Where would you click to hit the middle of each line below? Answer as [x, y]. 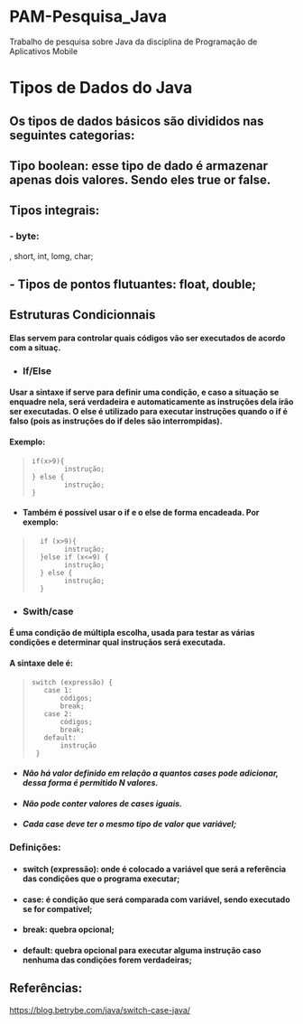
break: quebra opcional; [68, 930]
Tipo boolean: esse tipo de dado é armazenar [139, 166]
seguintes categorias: [72, 135]
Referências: [46, 988]
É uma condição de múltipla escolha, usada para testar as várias [132, 633]
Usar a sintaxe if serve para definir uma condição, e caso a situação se [144, 392]
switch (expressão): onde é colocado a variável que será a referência [154, 869]
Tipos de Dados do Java [101, 88]
